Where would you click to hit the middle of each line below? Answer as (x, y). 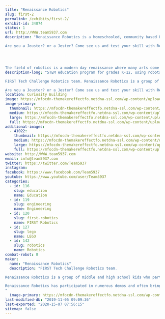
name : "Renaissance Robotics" (40, 263)
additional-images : (25, 127)
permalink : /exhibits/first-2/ (37, 19)
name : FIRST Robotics (36, 222)
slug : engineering (33, 204)
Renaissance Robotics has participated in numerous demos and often (77, 286)
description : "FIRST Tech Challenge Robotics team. (64, 268)
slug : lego (25, 232)
